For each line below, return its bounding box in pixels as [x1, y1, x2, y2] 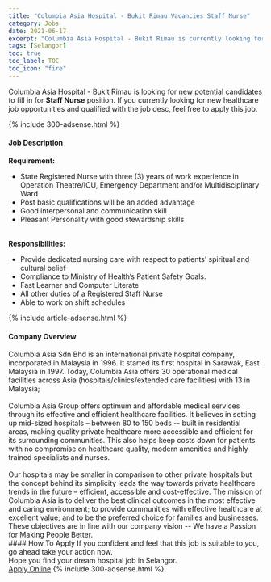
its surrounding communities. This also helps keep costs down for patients [8, 436, 256, 445]
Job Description [8, 138, 64, 148]
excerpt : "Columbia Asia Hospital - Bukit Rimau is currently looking [8, 34, 251, 43]
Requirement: [8, 155, 56, 166]
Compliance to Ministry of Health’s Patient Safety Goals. [19, 272, 206, 281]
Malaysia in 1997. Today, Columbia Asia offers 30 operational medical [8, 367, 238, 377]
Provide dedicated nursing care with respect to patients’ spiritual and [19, 254, 250, 264]
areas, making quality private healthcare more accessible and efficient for [8, 427, 254, 436]
